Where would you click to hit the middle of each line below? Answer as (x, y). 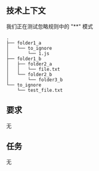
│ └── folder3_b (34, 80)
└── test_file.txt (40, 90)
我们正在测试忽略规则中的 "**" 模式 (49, 26)
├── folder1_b (24, 59)
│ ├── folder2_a (29, 64)
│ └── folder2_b (29, 74)
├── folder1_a (24, 43)
